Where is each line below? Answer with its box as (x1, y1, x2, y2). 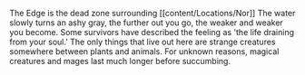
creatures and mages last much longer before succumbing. (9, 56, 231, 66)
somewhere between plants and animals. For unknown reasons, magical (9, 46, 280, 57)
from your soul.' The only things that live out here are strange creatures (9, 36, 276, 47)
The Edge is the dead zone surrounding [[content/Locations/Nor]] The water (9, 8, 296, 18)
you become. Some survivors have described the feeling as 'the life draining (9, 27, 295, 37)
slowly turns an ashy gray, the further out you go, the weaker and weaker (9, 17, 283, 28)
